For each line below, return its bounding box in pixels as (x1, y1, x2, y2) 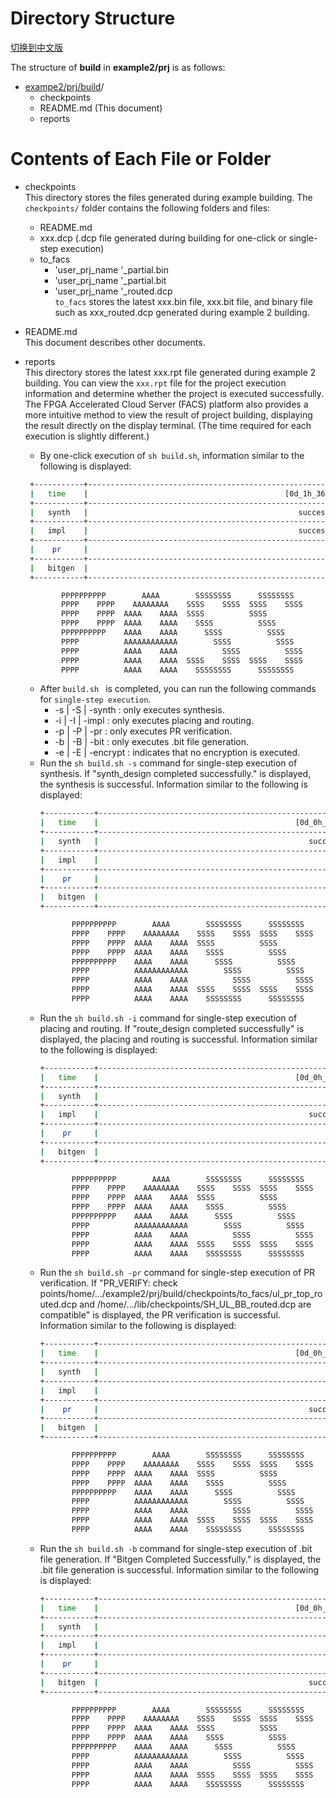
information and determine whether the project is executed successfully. (24, 387, 325, 399)
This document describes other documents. (24, 336, 206, 348)
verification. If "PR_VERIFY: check (39, 1277, 178, 1289)
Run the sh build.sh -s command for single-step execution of (39, 757, 298, 769)
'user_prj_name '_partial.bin (54, 263, 169, 276)
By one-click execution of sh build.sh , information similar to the (39, 449, 305, 461)
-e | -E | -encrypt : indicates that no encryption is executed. (54, 747, 301, 759)
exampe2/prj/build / (24, 80, 105, 92)
